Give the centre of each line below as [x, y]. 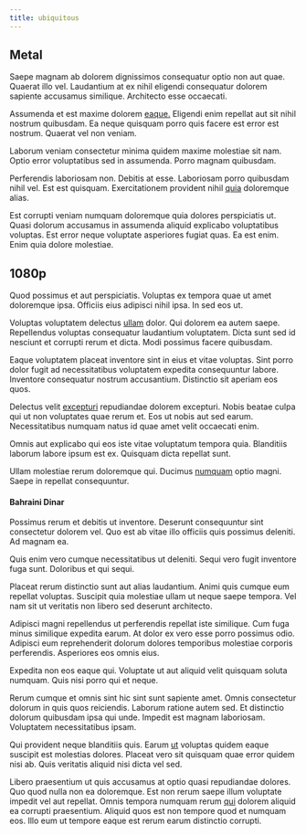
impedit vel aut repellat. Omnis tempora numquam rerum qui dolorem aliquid [153, 801]
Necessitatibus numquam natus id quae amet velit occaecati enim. [134, 427]
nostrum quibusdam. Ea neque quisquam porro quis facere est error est [144, 123]
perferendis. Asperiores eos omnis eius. [84, 653]
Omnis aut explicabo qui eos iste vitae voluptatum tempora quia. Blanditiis [148, 444]
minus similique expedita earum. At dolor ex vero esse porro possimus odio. [152, 634]
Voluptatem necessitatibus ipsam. [73, 727]
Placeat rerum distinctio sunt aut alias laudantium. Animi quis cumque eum [150, 587]
